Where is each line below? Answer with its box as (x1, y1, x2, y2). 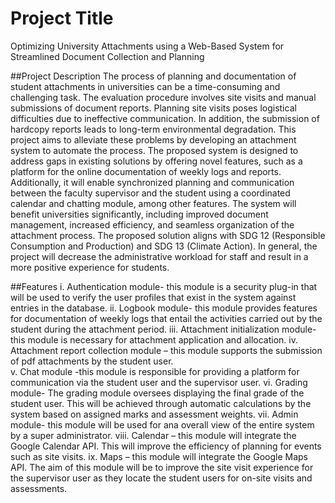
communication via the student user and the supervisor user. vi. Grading (10, 376, 308, 388)
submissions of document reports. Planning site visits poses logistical (10, 102, 297, 114)
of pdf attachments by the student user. (10, 355, 174, 367)
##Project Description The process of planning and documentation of (10, 70, 297, 82)
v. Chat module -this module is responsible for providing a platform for (10, 365, 300, 377)
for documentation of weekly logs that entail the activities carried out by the (10, 312, 323, 324)
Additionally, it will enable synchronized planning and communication (10, 176, 295, 188)
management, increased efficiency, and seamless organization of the (10, 218, 295, 231)
